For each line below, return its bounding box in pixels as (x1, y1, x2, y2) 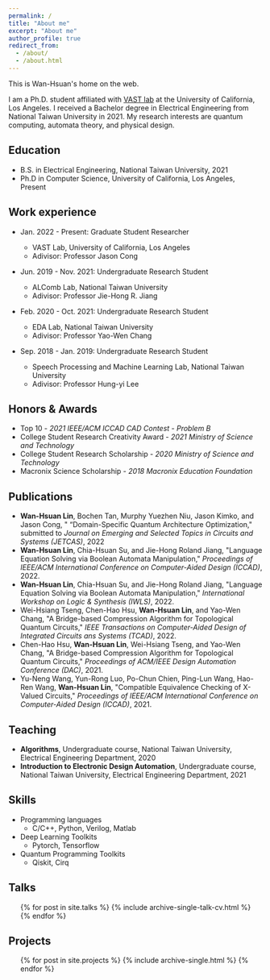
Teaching (8, 723, 56, 737)
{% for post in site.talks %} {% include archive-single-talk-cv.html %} (19, 902, 251, 911)
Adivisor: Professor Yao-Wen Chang (31, 330, 152, 340)
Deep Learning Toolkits (19, 832, 98, 841)
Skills (8, 793, 36, 807)
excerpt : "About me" (8, 27, 78, 35)
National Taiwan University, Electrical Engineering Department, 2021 (19, 770, 247, 779)
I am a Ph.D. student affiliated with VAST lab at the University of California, (8, 94, 255, 104)
